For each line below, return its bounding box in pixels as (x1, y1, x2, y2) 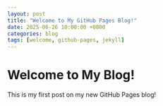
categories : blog (7, 30, 59, 37)
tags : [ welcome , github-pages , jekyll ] (7, 37, 125, 44)
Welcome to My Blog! (7, 67, 135, 83)
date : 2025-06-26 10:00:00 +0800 (7, 23, 106, 30)
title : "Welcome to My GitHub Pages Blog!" (7, 17, 138, 24)
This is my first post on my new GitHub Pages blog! (7, 90, 157, 99)
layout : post (7, 10, 46, 18)
